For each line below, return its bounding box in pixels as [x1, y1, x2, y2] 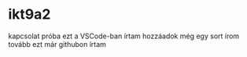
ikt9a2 [8, 5, 51, 23]
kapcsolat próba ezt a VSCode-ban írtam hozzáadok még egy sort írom [8, 31, 240, 41]
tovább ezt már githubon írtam [8, 39, 106, 48]
